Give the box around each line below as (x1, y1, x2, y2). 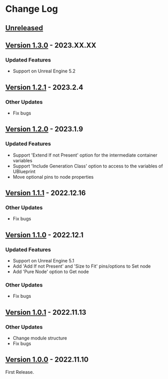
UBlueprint (12, 168, 36, 175)
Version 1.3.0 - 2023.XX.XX (5, 41, 97, 49)
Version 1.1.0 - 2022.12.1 (5, 231, 84, 239)
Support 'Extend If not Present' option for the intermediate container (12, 152, 158, 158)
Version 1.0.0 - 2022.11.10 (5, 355, 89, 364)
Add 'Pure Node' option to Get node (12, 269, 89, 275)
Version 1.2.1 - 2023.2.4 (5, 83, 84, 91)
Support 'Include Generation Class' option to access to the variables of (12, 163, 163, 169)
